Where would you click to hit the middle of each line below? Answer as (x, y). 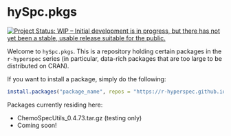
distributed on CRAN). (38, 66)
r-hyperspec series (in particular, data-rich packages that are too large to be (114, 58)
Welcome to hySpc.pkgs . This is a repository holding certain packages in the (114, 51)
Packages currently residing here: (55, 105)
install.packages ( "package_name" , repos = (69, 92)
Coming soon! (37, 125)
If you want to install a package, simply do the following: (87, 79)
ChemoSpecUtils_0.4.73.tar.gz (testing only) (79, 118)
